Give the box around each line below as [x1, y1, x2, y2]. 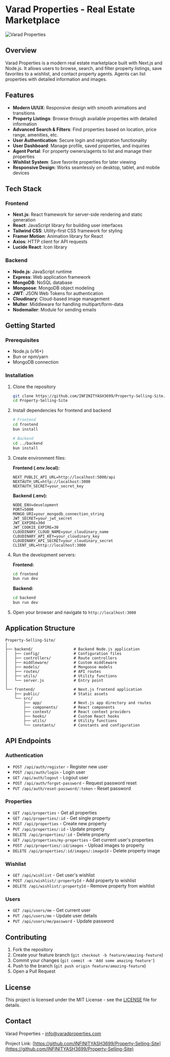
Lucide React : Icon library [12, 244, 68, 250]
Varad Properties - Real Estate [5, 4, 135, 15]
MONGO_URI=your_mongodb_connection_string [12, 511, 104, 516]
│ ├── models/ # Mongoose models [5, 664, 113, 669]
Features [5, 91, 34, 100]
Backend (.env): [12, 492, 47, 499]
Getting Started [5, 321, 55, 330]
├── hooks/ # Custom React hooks [23, 713, 120, 719]
